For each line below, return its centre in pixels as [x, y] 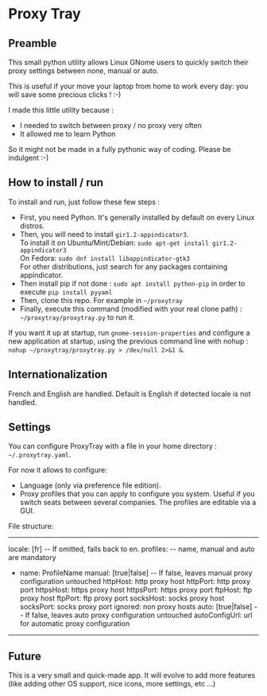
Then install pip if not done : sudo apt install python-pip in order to [132, 283]
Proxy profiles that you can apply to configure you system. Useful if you [137, 494]
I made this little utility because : [61, 110]
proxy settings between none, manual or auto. [83, 71]
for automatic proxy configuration [75, 624]
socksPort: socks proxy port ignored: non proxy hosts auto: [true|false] [136, 607]
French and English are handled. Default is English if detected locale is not [130, 394]
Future [25, 656]
